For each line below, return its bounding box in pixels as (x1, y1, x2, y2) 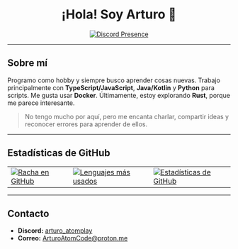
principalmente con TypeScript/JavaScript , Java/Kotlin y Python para (7, 83, 215, 92)
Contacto (7, 207, 50, 219)
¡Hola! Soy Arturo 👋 (61, 6, 177, 23)
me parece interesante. (7, 99, 75, 107)
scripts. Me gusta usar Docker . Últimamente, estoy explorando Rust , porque (7, 91, 230, 99)
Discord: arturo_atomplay (17, 226, 93, 235)
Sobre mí (7, 57, 48, 70)
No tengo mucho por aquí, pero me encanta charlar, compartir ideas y (24, 112, 229, 121)
